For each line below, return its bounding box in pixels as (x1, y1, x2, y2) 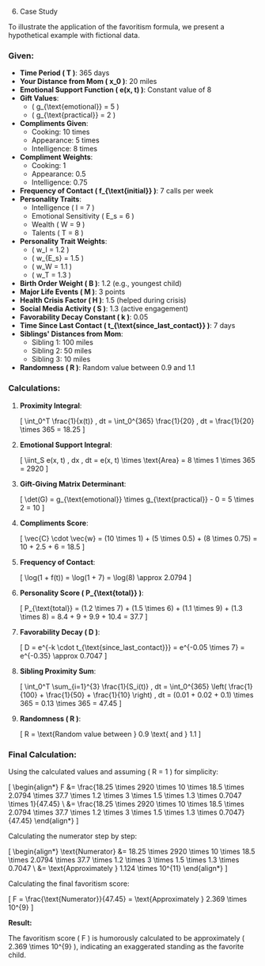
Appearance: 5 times (31, 136, 100, 145)
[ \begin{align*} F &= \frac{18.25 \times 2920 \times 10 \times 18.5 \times (8, 782, 245, 792)
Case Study (19, 7, 58, 16)
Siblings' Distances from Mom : (19, 329, 124, 339)
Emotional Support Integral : (19, 440, 112, 449)
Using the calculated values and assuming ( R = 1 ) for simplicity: (8, 766, 219, 776)
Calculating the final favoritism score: (8, 879, 130, 888)
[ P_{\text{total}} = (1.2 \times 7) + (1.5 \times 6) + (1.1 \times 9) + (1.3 (19, 603, 243, 613)
